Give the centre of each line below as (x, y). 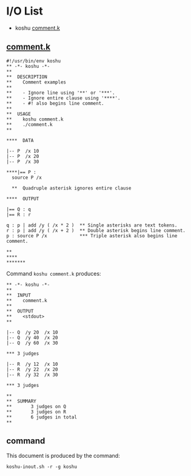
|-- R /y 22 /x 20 (32, 369)
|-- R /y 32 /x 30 (32, 375)
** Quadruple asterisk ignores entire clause (72, 188)
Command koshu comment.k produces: (54, 273)
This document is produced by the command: (63, 455)
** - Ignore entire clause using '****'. (63, 98)
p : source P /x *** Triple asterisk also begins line (92, 236)
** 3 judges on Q (36, 406)
